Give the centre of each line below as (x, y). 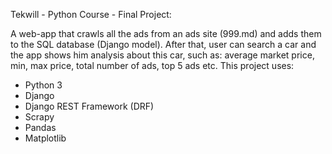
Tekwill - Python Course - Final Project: (91, 14)
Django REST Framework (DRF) (89, 106)
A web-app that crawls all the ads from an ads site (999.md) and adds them (166, 33)
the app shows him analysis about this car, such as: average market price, (162, 55)
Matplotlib (45, 138)
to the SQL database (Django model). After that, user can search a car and (163, 44)
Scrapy (39, 117)
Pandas (40, 127)
